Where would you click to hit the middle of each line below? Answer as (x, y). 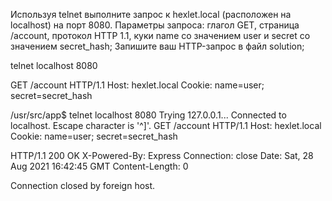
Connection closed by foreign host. (83, 185)
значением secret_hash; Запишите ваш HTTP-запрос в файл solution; (157, 46)
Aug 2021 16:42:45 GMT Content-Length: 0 (99, 166)
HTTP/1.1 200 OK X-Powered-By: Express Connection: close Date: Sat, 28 (162, 155)
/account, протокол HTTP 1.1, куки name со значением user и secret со (160, 35)
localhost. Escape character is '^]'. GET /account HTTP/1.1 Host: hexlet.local (166, 125)
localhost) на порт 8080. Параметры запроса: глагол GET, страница (155, 25)
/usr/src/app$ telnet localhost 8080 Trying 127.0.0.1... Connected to (148, 115)
